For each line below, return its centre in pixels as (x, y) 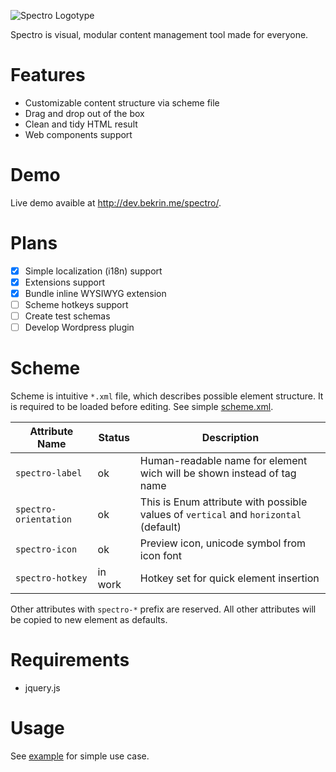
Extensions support (65, 282)
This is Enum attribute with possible (223, 502)
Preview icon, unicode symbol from (223, 543)
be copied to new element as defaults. (89, 620)
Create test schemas (67, 316)
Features (48, 75)
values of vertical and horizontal (220, 515)
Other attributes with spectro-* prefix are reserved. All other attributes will (163, 609)
